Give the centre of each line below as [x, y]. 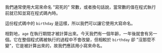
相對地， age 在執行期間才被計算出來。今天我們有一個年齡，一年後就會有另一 [81, 33]
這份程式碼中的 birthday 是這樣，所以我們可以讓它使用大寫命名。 [70, 23]
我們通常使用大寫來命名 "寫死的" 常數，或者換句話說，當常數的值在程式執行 [81, 7]
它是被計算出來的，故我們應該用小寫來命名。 [60, 46]
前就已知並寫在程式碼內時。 [33, 13]
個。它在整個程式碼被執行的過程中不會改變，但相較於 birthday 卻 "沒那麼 [78, 40]
